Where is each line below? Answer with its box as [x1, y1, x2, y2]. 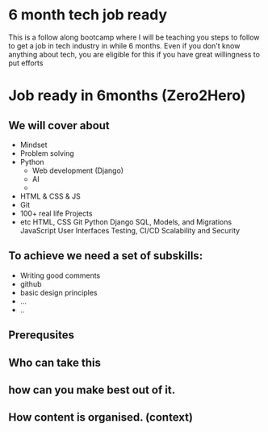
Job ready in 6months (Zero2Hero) [8, 86, 246, 105]
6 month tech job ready [8, 6, 168, 24]
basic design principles [19, 287, 98, 297]
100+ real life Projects [19, 208, 93, 218]
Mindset [19, 140, 48, 149]
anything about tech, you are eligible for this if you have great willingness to [8, 49, 261, 59]
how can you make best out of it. [8, 383, 176, 396]
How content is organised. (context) [8, 410, 194, 425]
